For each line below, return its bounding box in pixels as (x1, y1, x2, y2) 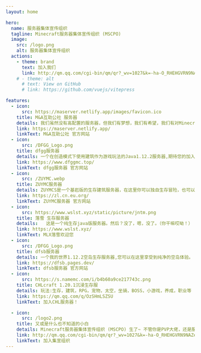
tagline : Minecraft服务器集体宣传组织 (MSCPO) (11, 31, 121, 37)
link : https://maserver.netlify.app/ (16, 126, 111, 132)
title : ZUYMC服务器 (16, 182, 62, 188)
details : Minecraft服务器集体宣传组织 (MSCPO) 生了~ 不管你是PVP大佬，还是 (16, 327, 192, 333)
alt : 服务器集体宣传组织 (16, 48, 70, 54)
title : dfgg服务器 (16, 148, 60, 154)
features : (5, 97, 31, 104)
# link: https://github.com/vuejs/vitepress (21, 87, 135, 93)
